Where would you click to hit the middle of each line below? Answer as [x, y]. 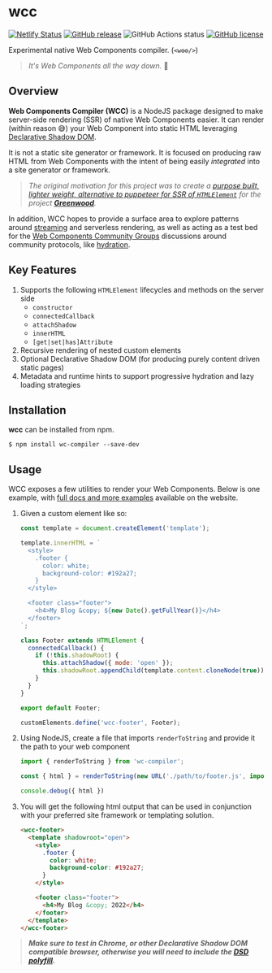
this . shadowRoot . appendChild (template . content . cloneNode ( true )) [153, 671]
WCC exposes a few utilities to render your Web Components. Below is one [134, 489]
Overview [34, 91]
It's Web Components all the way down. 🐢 [98, 65]
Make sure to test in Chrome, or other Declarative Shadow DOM [138, 943]
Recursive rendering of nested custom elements [100, 350]
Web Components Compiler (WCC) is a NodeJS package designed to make [136, 111]
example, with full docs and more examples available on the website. [123, 497]
